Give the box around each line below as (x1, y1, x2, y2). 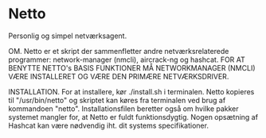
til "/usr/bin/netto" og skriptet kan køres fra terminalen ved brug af (8, 95, 226, 105)
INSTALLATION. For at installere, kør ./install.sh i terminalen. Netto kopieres (8, 86, 255, 96)
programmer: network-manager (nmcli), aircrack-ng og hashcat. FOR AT (8, 55, 245, 64)
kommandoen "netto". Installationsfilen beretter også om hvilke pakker (8, 104, 239, 113)
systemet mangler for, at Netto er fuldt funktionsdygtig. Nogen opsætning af (8, 112, 259, 121)
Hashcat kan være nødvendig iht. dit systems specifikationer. (8, 121, 209, 130)
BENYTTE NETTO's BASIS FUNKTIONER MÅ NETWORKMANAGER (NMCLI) (8, 63, 256, 72)
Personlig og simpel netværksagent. (8, 31, 127, 40)
